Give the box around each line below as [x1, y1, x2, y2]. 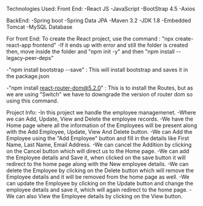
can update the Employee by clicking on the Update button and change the [6, 180, 194, 187]
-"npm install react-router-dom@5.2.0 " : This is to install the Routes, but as [6, 84, 193, 91]
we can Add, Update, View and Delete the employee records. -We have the [6, 115, 194, 122]
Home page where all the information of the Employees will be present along [6, 122, 198, 129]
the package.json [6, 73, 50, 79]
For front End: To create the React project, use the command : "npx [6, 35, 174, 42]
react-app [6, 42, 32, 48]
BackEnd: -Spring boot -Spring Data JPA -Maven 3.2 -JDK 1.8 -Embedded [6, 17, 191, 24]
